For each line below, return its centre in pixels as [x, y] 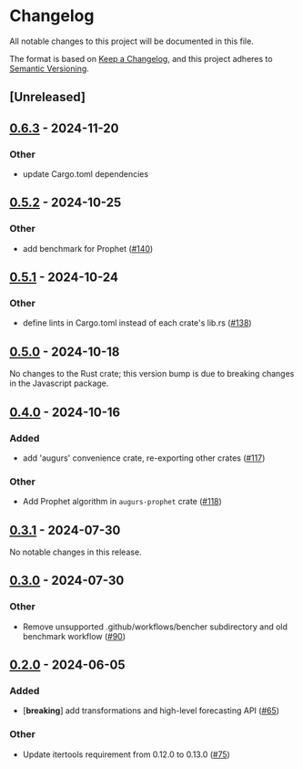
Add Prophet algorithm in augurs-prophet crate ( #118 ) [122, 502]
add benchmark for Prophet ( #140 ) [88, 248]
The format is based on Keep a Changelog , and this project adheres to [141, 58]
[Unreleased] [48, 97]
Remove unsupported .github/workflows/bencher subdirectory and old [155, 627]
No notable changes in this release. [76, 552]
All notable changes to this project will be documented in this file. [132, 41]
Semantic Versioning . [49, 68]
